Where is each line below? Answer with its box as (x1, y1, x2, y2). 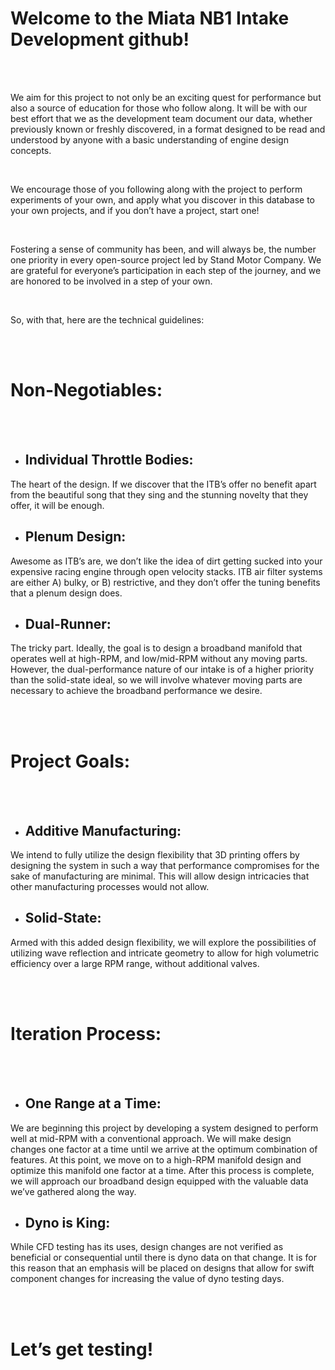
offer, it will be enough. (10, 499, 105, 511)
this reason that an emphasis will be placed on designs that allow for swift (10, 1262, 315, 1274)
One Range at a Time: (24, 1095, 162, 1112)
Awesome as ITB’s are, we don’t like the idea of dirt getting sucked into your (10, 555, 323, 567)
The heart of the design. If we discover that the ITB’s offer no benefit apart (10, 478, 317, 490)
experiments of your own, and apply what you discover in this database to (10, 193, 316, 206)
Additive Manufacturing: (24, 822, 182, 839)
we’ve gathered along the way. (10, 1185, 137, 1197)
